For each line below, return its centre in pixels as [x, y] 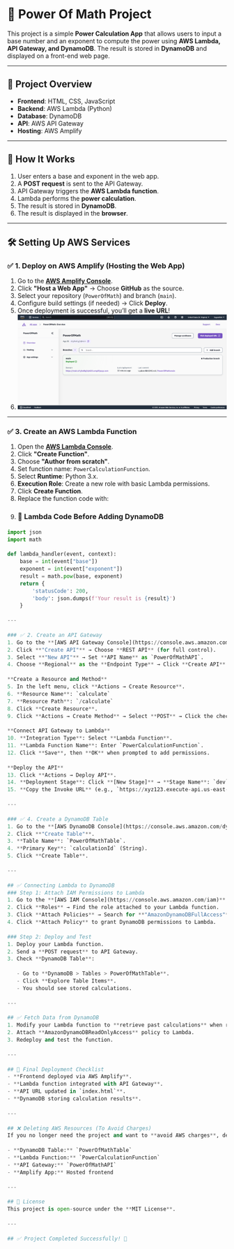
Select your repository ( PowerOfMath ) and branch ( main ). [97, 296]
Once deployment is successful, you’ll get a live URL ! [94, 311]
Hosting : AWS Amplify [49, 130]
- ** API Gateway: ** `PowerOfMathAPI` [62, 1165]
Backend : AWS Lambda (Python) [65, 108]
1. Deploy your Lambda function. [56, 944]
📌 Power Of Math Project [79, 14]
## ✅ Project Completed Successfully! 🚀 [67, 1239]
